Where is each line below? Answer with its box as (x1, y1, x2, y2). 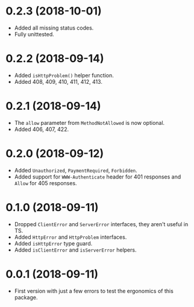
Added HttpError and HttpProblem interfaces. (14, 233, 127, 241)
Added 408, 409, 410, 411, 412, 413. (14, 78, 103, 85)
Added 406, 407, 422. (14, 125, 69, 133)
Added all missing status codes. (14, 24, 94, 31)
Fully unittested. (14, 30, 55, 37)
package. (14, 294, 38, 301)
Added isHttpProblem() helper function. (14, 71, 114, 79)
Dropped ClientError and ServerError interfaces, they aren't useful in (14, 220, 189, 227)
